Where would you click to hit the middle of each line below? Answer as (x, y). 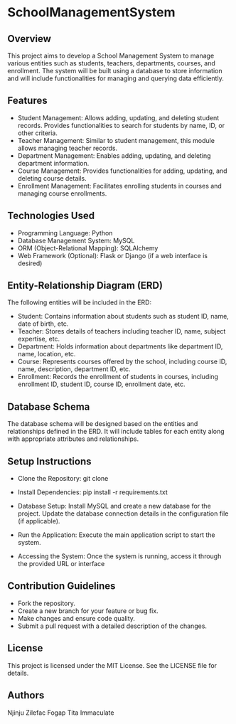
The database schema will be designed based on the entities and (103, 424)
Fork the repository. (47, 603)
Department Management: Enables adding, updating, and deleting (114, 155)
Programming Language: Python (65, 233)
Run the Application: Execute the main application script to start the (116, 535)
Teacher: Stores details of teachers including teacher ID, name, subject (122, 331)
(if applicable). (39, 521)
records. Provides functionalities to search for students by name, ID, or (121, 125)
